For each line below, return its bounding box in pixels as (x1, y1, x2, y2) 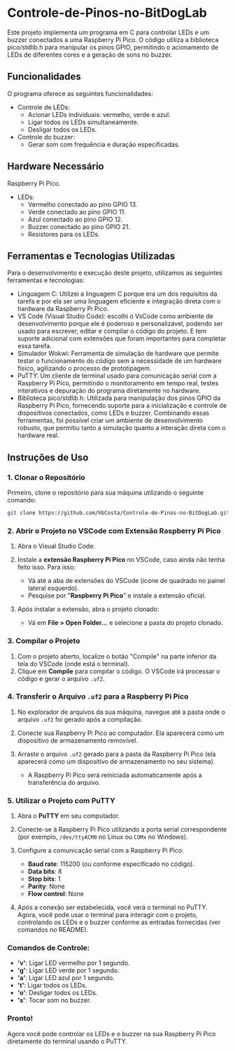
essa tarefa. (17, 342, 52, 350)
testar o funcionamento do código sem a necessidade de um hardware (17, 357, 222, 365)
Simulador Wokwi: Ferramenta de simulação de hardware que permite (17, 349, 219, 358)
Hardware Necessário (7, 160, 104, 172)
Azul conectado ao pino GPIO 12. (27, 215, 123, 224)
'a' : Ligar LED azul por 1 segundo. (17, 974, 115, 982)
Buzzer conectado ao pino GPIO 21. (27, 222, 131, 231)
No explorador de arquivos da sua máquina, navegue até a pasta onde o (17, 708, 226, 716)
